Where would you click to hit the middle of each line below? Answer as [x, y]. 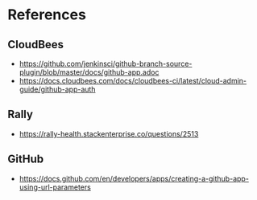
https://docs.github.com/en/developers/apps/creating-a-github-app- [134, 178]
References [47, 15]
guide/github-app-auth [57, 89]
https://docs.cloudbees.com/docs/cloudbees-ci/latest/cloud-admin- [133, 81]
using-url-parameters [55, 187]
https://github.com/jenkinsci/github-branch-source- [106, 63]
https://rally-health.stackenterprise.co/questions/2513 [109, 133]
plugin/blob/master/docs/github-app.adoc [89, 72]
